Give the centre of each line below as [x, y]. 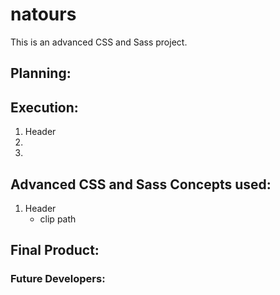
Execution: [44, 107]
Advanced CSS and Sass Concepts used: [141, 184]
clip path [58, 219]
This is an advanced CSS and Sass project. [99, 42]
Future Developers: [58, 279]
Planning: [41, 73]
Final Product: [55, 250]
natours [43, 14]
